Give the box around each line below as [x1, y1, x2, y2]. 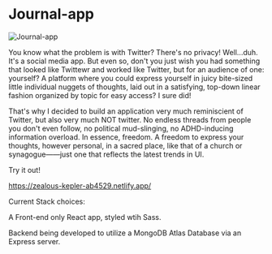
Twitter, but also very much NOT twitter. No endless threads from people [8, 114, 252, 124]
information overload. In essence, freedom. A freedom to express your [8, 131, 244, 142]
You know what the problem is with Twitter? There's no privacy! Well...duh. [8, 47, 258, 57]
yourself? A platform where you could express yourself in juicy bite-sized [8, 73, 253, 83]
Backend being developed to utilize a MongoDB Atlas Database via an [8, 228, 242, 238]
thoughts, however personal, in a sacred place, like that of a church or [8, 140, 243, 150]
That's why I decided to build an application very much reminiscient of [8, 106, 244, 116]
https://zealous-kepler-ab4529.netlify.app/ [8, 180, 152, 191]
